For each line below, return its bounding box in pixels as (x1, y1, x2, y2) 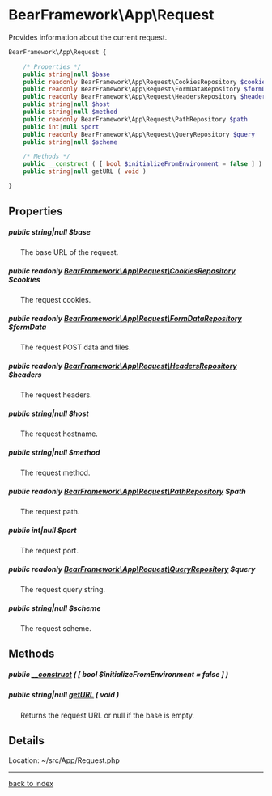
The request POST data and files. (19, 342, 131, 353)
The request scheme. (19, 624, 91, 633)
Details (8, 734, 45, 747)
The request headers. (19, 390, 93, 400)
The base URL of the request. (19, 248, 119, 257)
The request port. (19, 546, 79, 556)
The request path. (19, 507, 80, 517)
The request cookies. (19, 295, 91, 305)
